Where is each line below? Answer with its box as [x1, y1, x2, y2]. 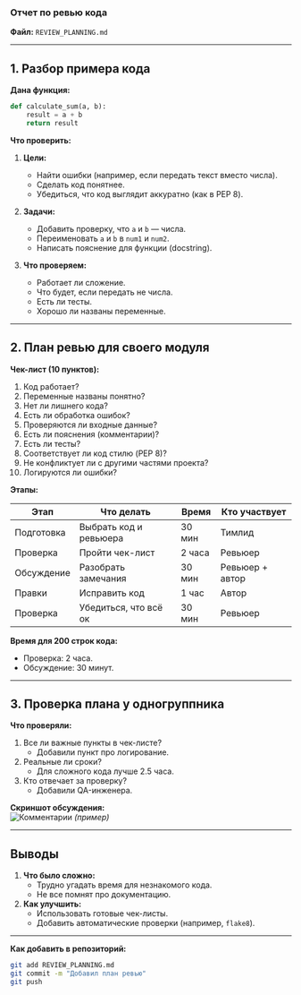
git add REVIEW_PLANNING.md [10, 961, 115, 970]
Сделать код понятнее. [36, 179, 125, 190]
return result [26, 118, 79, 127]
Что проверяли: [10, 720, 72, 731]
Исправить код [79, 587, 146, 599]
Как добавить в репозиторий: [10, 943, 127, 955]
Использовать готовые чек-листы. [36, 908, 169, 919]
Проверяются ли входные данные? [22, 419, 158, 430]
